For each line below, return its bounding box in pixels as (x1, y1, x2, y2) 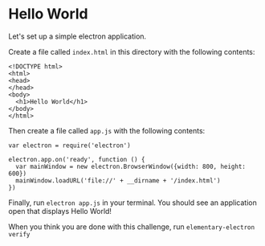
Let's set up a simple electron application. (8, 31, 147, 41)
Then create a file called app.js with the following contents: (8, 125, 206, 135)
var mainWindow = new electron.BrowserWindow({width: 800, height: (15, 162, 247, 170)
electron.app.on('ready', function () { (8, 155, 146, 163)
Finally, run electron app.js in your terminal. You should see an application (8, 198, 257, 207)
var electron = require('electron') (8, 141, 131, 150)
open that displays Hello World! (8, 206, 112, 215)
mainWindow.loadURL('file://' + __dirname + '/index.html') (15, 176, 221, 185)
